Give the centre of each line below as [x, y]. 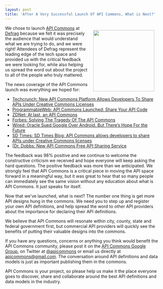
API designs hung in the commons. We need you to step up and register [77, 201]
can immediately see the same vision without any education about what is [79, 181]
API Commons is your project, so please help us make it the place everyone [81, 271]
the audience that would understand [41, 38]
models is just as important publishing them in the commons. [66, 262]
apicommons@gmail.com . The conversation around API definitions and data [81, 256]
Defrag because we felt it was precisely [45, 33]
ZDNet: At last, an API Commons [45, 114]
